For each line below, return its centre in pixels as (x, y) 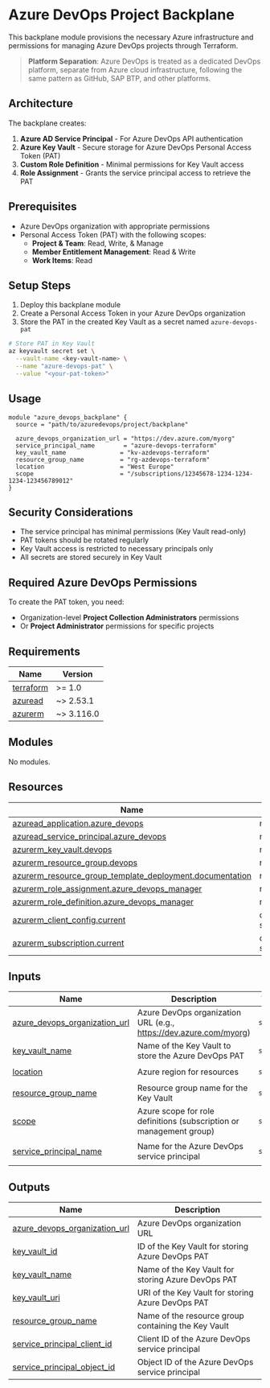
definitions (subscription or (188, 1122)
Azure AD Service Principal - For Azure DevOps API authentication (131, 138)
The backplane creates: (47, 123)
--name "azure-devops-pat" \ (64, 366)
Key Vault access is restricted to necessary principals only (117, 549)
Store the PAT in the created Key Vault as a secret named (115, 322)
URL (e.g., (156, 1023)
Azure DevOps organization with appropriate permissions (115, 226)
